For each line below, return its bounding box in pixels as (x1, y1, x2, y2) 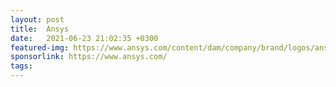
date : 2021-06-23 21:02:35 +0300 (10, 33, 159, 43)
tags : (10, 61, 33, 71)
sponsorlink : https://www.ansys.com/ (10, 52, 168, 62)
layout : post (10, 14, 65, 25)
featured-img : (10, 42, 70, 53)
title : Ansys (10, 24, 70, 34)
